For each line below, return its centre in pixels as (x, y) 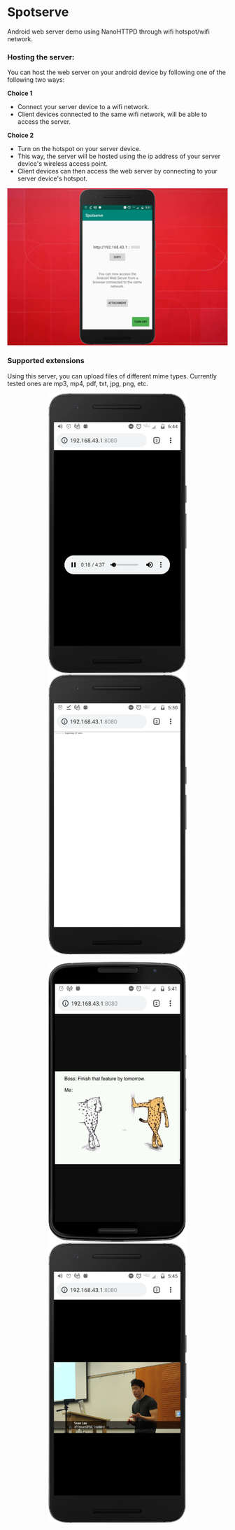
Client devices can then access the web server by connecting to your (117, 171)
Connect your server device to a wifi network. (83, 107)
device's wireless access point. (63, 164)
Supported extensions (46, 361)
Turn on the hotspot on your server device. (79, 149)
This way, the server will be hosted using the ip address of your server (119, 156)
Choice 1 (20, 93)
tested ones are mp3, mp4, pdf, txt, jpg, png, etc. (78, 383)
